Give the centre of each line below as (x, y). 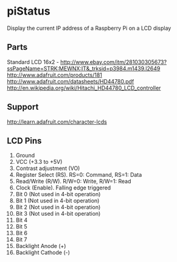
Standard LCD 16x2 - (33, 62)
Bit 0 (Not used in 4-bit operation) (58, 194)
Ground (25, 155)
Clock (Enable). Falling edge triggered (63, 188)
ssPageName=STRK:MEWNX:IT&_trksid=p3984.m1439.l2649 (84, 68)
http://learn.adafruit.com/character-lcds (57, 122)
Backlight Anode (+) (41, 246)
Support (23, 107)
